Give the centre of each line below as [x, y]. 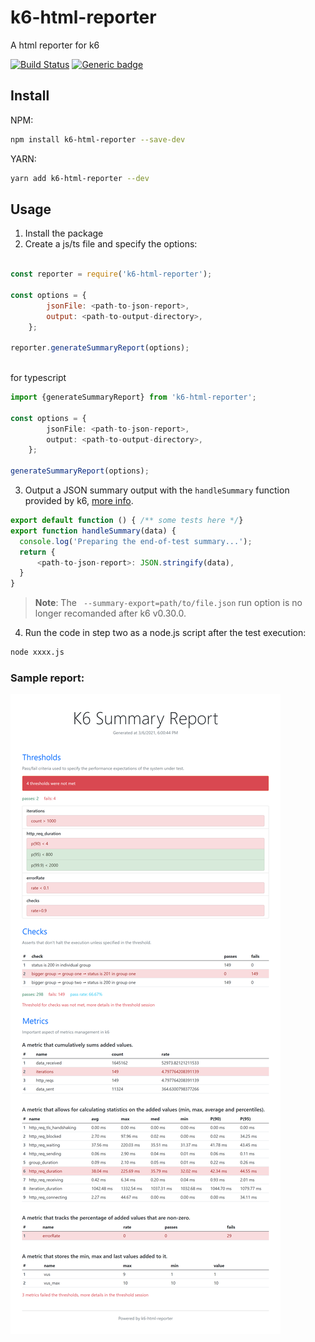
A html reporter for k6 [55, 45]
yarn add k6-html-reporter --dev [80, 178]
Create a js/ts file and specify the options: [111, 244]
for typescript [38, 378]
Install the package [64, 233]
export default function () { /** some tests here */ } [127, 521]
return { [37, 552]
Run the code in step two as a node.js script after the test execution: [165, 633]
